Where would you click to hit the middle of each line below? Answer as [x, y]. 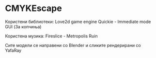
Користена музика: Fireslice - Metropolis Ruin [51, 36]
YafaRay [13, 50]
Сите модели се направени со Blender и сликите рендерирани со [73, 45]
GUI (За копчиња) [23, 26]
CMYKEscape [33, 8]
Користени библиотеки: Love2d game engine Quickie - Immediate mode [78, 22]
